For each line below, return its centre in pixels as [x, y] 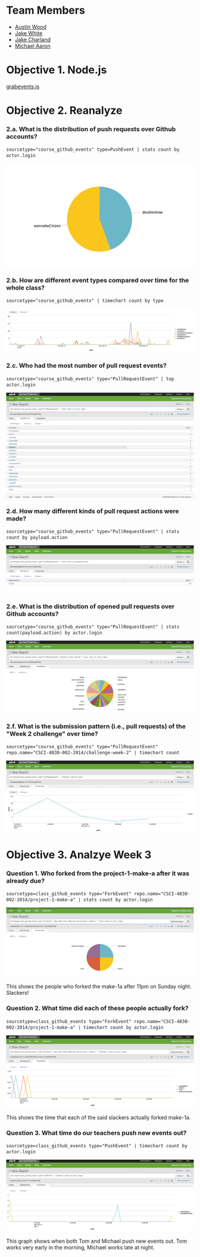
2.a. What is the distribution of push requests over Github [91, 129]
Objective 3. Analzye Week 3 [79, 855]
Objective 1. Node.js [57, 70]
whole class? [26, 288]
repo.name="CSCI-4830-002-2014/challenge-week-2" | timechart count [93, 752]
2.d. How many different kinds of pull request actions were [93, 511]
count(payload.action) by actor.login [54, 633]
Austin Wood [30, 27]
